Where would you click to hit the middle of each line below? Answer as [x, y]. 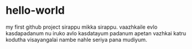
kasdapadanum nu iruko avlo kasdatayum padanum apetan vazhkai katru [96, 33]
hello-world [35, 10]
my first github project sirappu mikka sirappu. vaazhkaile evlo [82, 27]
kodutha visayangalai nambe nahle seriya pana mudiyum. [76, 39]
